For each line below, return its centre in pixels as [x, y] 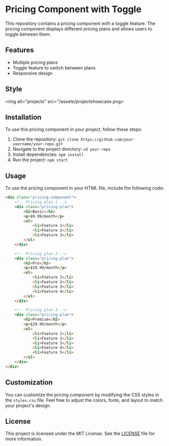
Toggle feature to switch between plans [54, 67]
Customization [29, 382]
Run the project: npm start [40, 160]
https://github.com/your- [108, 140]
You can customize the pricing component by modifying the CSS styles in [82, 395]
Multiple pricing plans [35, 62]
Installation [23, 117]
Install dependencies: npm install [48, 155]
